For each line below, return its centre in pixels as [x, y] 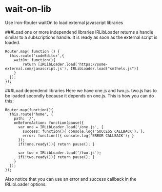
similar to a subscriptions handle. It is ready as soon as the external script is [81, 37]
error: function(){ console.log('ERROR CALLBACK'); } [78, 136]
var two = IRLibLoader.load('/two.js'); [60, 153]
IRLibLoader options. [26, 184]
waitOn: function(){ [35, 60]
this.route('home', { [31, 114]
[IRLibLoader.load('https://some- [73, 64]
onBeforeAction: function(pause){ [49, 123]
